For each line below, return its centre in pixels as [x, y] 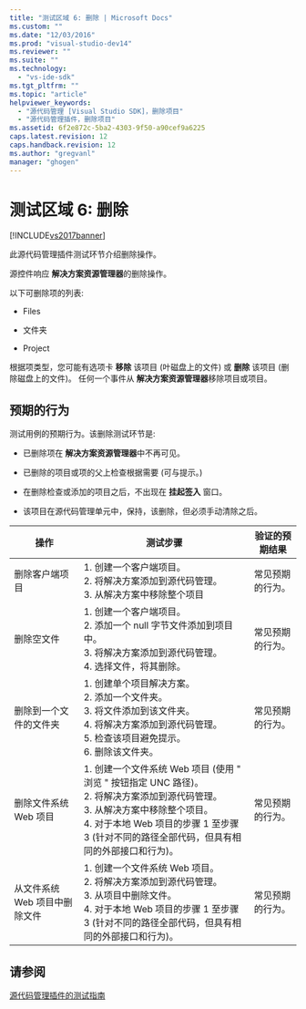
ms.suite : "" [34, 60]
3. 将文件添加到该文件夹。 [139, 711]
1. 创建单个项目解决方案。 [139, 684]
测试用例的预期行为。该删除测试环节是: [83, 434]
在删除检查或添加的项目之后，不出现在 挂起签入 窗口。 [125, 492]
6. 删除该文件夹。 [121, 752]
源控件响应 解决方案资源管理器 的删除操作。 [90, 273]
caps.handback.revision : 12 [63, 145]
